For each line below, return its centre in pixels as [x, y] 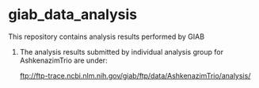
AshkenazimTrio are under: [64, 60]
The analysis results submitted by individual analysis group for [122, 52]
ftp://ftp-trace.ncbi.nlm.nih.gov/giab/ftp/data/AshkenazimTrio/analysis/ [135, 75]
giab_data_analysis [73, 15]
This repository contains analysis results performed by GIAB [106, 36]
